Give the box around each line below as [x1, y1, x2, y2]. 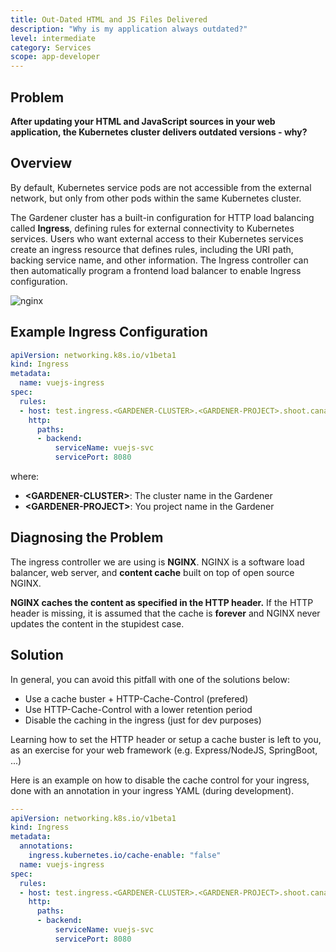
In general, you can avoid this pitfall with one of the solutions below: [10, 673, 290, 685]
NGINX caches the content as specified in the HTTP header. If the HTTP [10, 596, 314, 608]
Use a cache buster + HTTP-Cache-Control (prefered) [24, 692, 249, 705]
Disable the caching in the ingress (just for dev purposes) [24, 714, 262, 726]
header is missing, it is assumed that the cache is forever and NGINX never [10, 607, 321, 619]
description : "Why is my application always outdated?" [10, 24, 248, 34]
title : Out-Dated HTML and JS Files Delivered [10, 14, 208, 25]
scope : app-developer [10, 52, 101, 62]
